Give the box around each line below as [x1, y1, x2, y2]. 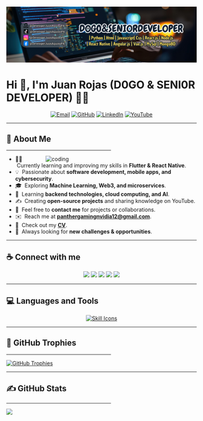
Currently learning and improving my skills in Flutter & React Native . [16, 162, 186, 169]
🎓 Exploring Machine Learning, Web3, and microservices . [14, 182, 166, 189]
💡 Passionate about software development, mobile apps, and [14, 169, 172, 176]
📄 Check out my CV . [14, 222, 68, 229]
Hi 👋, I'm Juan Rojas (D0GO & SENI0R [6, 78, 195, 91]
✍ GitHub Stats [6, 384, 67, 394]
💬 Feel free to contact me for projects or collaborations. [14, 206, 156, 213]
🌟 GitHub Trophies [6, 338, 77, 348]
